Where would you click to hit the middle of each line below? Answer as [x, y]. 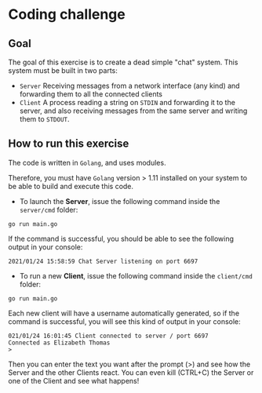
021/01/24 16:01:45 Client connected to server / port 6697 [109, 336]
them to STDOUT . [44, 119]
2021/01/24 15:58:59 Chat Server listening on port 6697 [103, 261]
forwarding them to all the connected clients [91, 94]
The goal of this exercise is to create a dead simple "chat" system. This [123, 62]
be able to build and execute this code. [71, 186]
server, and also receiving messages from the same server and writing [133, 111]
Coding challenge [67, 15]
